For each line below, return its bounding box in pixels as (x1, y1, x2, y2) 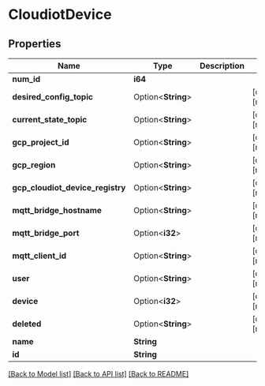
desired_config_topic (12, 92, 93, 102)
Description (200, 61, 244, 71)
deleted (12, 318, 42, 329)
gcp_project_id (12, 137, 69, 148)
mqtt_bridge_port (12, 227, 80, 238)
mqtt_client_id (12, 250, 67, 261)
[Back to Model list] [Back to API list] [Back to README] (8, 369, 189, 378)
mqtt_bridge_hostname (12, 205, 103, 215)
